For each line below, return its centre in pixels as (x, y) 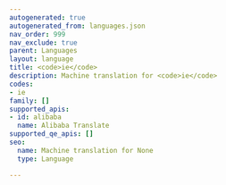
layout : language (42, 59)
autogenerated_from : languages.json (77, 26)
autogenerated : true (48, 17)
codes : (21, 84)
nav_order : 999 (38, 34)
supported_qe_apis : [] (51, 134)
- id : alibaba (36, 117)
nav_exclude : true (43, 42)
